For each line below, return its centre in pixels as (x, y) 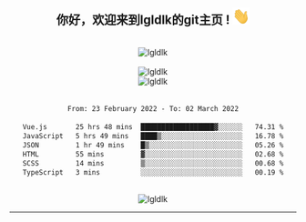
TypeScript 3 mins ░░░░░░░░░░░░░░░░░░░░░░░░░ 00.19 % (153, 172)
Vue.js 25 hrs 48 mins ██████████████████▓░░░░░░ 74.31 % (153, 126)
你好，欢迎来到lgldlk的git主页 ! (143, 20)
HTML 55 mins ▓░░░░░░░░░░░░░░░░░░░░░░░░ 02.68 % (153, 154)
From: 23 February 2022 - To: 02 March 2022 (153, 108)
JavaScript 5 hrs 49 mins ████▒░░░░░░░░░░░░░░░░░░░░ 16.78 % (153, 136)
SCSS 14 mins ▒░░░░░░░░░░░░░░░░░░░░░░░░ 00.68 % (153, 163)
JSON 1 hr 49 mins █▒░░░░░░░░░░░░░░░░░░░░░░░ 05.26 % (153, 145)
